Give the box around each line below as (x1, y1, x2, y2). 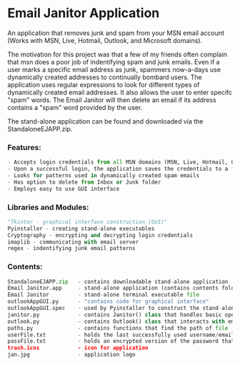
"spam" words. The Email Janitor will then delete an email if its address (7, 95, 216, 104)
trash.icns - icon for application (7, 344, 149, 351)
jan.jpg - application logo (7, 351, 136, 359)
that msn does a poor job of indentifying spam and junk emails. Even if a (7, 57, 220, 66)
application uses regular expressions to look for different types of (7, 80, 200, 89)
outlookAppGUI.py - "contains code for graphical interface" (7, 298, 209, 305)
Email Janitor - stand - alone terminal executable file (7, 291, 200, 299)
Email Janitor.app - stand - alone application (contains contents (7, 284, 219, 292)
